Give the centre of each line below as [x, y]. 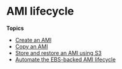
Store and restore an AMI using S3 [58, 53]
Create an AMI [33, 40]
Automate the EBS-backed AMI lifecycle [65, 59]
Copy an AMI [31, 46]
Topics [15, 28]
